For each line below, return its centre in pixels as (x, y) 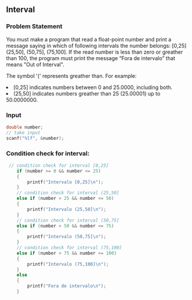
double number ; (25, 127)
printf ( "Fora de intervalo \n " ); (67, 286)
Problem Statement (34, 27)
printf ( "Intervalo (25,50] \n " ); (67, 209)
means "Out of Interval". (35, 64)
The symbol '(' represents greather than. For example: (71, 75)
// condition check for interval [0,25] (59, 165)
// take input (23, 133)
